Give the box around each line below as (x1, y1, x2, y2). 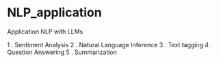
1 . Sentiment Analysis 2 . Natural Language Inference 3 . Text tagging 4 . (7, 40, 213, 49)
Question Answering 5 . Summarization (7, 48, 118, 56)
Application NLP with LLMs (7, 27, 83, 36)
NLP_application (7, 5, 102, 21)
